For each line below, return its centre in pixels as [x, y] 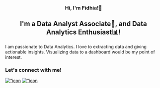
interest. [14, 57]
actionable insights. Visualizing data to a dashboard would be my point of [80, 52]
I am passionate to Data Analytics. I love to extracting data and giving [76, 46]
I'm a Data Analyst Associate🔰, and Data [83, 24]
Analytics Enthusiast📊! [83, 32]
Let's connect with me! [34, 70]
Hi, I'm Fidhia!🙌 [83, 8]
